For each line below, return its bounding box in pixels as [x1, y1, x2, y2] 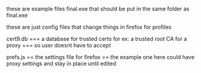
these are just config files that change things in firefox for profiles [6, 24, 172, 30]
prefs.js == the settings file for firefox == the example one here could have [6, 54, 195, 60]
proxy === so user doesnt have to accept [6, 42, 112, 49]
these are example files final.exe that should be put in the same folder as [6, 5, 190, 12]
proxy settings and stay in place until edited [6, 60, 116, 67]
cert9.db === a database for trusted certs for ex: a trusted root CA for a [6, 35, 188, 42]
